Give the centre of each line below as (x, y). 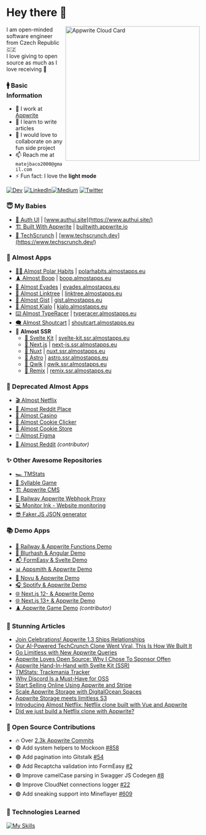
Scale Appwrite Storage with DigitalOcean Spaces (78, 692)
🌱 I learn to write (36, 122)
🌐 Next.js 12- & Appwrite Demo (55, 594)
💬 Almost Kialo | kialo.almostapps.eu (61, 306)
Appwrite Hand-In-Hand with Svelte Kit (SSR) (72, 665)
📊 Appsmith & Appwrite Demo (54, 569)
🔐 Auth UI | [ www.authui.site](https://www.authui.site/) (84, 219)
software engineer (30, 36)
